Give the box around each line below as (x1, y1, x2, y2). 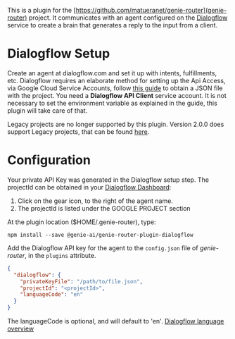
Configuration (7, 152, 91, 168)
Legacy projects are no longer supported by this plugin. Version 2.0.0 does (7, 120, 224, 128)
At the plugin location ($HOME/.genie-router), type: (7, 218, 156, 226)
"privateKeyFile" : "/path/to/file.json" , (20, 278, 143, 285)
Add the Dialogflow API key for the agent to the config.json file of (7, 243, 198, 252)
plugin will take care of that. (7, 106, 88, 115)
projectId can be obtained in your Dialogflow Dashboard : (7, 183, 172, 191)
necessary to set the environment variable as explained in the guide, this (7, 99, 218, 107)
